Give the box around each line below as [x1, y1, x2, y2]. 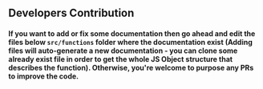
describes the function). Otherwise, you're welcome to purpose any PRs [8, 63, 254, 72]
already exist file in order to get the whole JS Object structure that [8, 54, 233, 63]
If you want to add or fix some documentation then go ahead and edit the [8, 28, 256, 38]
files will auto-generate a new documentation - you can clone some [8, 46, 238, 55]
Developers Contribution [8, 6, 135, 20]
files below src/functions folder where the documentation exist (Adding [8, 37, 253, 47]
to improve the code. [8, 71, 79, 81]
